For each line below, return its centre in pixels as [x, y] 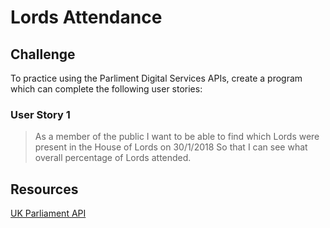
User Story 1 [40, 114]
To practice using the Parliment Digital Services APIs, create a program [156, 78]
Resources [44, 189]
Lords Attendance [86, 17]
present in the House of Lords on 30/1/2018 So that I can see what [171, 147]
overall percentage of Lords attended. [113, 158]
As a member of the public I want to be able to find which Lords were [177, 137]
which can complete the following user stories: [106, 89]
